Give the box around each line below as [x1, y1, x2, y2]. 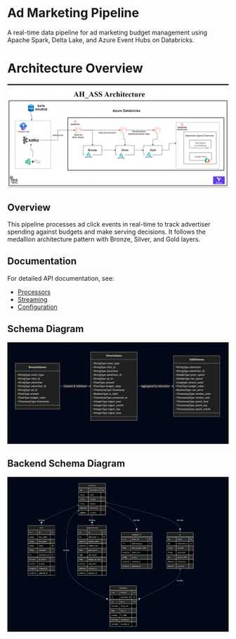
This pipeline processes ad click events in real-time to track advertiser [7, 220, 211, 228]
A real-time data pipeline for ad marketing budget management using [7, 28, 208, 37]
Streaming [17, 295, 48, 303]
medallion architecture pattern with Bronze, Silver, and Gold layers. [7, 234, 201, 243]
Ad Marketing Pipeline [7, 5, 139, 21]
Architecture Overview [7, 61, 143, 77]
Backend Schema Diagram [7, 457, 125, 469]
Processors [17, 287, 51, 296]
